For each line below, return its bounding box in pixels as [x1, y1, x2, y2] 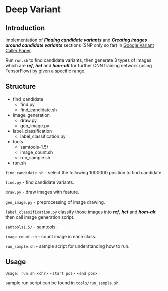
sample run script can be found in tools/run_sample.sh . [5, 280, 120, 286]
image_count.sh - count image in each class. [5, 233, 97, 239]
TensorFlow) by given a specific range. [5, 68, 86, 74]
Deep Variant [5, 4, 61, 15]
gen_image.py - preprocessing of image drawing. [5, 199, 105, 205]
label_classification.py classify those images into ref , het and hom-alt [5, 209, 156, 215]
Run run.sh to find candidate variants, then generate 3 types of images [5, 57, 152, 63]
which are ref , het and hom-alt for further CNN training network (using [5, 63, 152, 68]
